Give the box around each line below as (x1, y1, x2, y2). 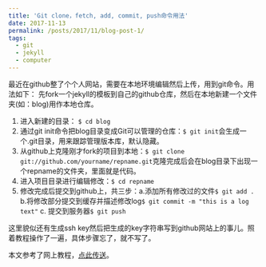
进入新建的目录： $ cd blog (19, 116, 111, 126)
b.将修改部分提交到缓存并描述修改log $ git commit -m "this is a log (19, 196, 249, 205)
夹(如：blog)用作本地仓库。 (8, 99, 98, 109)
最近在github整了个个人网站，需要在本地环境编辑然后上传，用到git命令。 (8, 79, 248, 89)
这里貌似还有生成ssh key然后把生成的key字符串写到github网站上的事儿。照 (8, 223, 255, 233)
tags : (8, 34, 26, 42)
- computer (15, 57, 52, 65)
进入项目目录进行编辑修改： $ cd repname (19, 176, 154, 185)
